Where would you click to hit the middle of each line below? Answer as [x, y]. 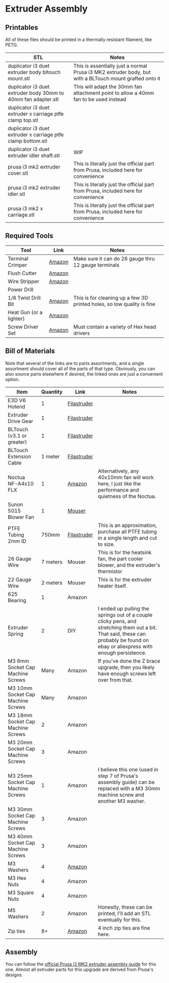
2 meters [52, 583]
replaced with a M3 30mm [129, 788]
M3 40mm [20, 836]
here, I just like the [119, 484]
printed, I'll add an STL [124, 913]
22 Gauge [20, 580]
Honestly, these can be [125, 907]
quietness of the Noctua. [127, 496]
